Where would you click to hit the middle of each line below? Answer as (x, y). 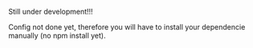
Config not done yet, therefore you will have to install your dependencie (127, 27)
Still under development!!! (51, 12)
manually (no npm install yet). (57, 36)
